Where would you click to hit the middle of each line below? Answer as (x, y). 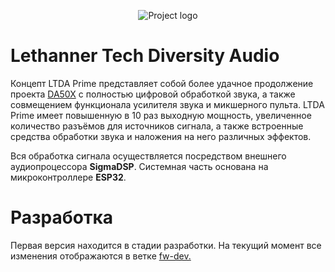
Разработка (62, 217)
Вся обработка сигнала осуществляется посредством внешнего (148, 156)
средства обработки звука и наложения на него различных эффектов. (161, 136)
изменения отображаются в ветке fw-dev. (101, 256)
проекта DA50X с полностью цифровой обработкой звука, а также (153, 94)
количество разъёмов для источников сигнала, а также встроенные (157, 126)
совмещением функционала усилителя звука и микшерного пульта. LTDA (167, 104)
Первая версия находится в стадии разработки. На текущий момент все (166, 245)
